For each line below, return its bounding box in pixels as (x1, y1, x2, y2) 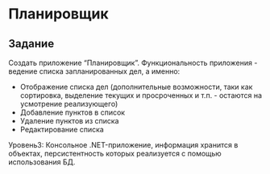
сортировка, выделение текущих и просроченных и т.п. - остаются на (19, 91, 263, 100)
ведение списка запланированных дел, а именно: (8, 67, 181, 76)
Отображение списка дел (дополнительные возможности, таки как (19, 82, 253, 91)
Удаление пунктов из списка (19, 116, 119, 125)
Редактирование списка (19, 125, 105, 134)
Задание (8, 37, 55, 51)
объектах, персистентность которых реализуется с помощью (8, 149, 222, 158)
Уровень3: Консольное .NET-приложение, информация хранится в (8, 140, 239, 149)
